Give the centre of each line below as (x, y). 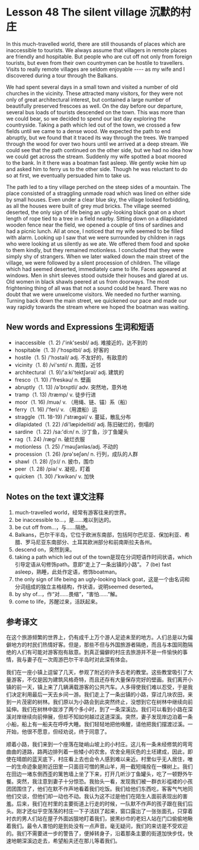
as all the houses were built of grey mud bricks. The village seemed (89, 206)
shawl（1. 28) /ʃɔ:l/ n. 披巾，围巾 (54, 461)
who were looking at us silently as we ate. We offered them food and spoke (98, 244)
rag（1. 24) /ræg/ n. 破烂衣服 (50, 439)
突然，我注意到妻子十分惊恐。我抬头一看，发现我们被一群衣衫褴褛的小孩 (105, 782)
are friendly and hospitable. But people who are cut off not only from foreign (99, 56)
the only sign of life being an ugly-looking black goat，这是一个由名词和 (102, 579)
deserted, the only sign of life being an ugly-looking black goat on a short (96, 212)
